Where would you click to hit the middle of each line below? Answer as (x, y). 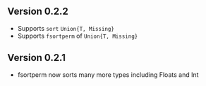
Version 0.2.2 (38, 12)
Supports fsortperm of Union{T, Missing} (78, 36)
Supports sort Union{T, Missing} (66, 28)
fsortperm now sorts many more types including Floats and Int (108, 74)
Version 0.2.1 (36, 58)
